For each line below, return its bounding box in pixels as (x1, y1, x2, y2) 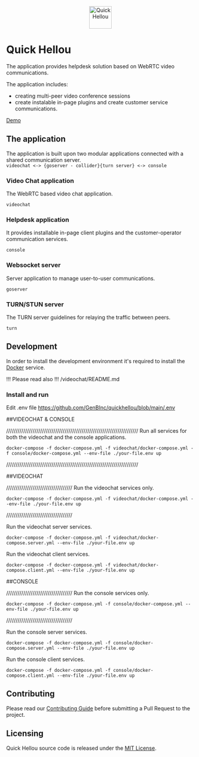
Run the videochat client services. (6, 551, 90, 558)
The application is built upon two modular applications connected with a (6, 150, 184, 157)
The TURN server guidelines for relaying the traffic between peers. (6, 313, 171, 321)
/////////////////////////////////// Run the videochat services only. (6, 484, 154, 491)
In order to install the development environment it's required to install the (6, 357, 185, 364)
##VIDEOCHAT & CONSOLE (6, 416, 75, 423)
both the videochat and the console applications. (6, 434, 127, 441)
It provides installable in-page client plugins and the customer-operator (6, 229, 182, 236)
